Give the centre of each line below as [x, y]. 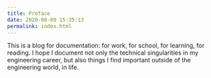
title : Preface [29, 13]
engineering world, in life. [43, 67]
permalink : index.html [39, 26]
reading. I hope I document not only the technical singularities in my [103, 53]
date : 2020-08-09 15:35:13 [46, 20]
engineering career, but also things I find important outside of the [99, 60]
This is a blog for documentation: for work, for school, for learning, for [106, 46]
